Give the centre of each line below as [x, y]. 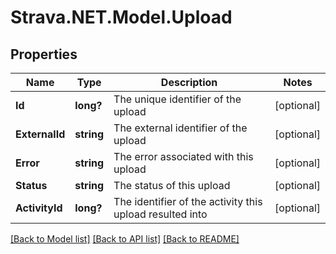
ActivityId [39, 208]
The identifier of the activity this [188, 201]
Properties [44, 54]
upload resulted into [160, 214]
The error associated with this [183, 156]
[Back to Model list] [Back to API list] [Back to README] [125, 239]
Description [189, 82]
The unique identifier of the [177, 99]
